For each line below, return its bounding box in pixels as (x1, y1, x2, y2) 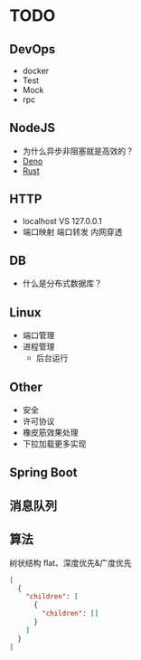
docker (22, 65, 50, 76)
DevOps (9, 42, 56, 57)
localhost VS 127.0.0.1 (22, 215, 102, 226)
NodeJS (9, 120, 56, 136)
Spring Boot (9, 465, 78, 480)
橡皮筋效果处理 (22, 427, 79, 438)
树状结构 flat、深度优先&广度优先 (9, 557, 132, 568)
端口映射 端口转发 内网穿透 (22, 226, 123, 237)
